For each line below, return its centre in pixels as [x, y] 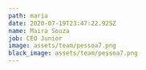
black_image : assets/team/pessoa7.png [73, 53]
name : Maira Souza [39, 31]
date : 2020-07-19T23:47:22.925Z [62, 23]
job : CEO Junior [35, 38]
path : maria [28, 16]
